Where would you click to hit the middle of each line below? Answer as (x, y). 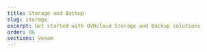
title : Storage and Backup (46, 13)
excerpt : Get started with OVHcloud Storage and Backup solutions (104, 26)
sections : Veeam (30, 38)
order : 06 (21, 32)
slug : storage (27, 20)
